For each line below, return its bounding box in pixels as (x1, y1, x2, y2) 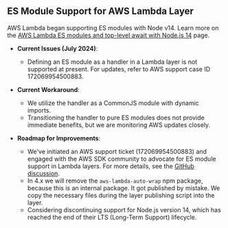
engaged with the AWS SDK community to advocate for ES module (27, 155, 216, 163)
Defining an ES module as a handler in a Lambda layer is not (27, 58, 198, 66)
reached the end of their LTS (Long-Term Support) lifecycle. (27, 213, 197, 221)
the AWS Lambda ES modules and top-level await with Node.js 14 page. (7, 31, 210, 39)
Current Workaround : (16, 85, 80, 93)
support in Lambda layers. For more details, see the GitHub (27, 161, 194, 170)
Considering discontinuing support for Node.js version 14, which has (27, 205, 221, 214)
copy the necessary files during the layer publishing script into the (27, 191, 215, 199)
